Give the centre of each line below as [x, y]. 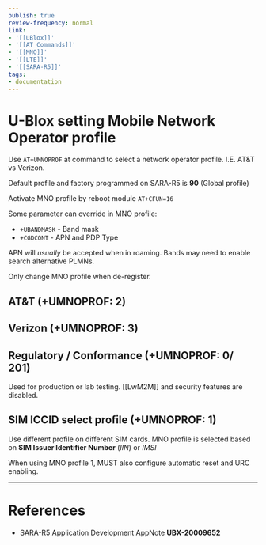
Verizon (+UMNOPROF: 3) [73, 329]
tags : [17, 74]
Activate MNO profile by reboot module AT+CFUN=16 [91, 199]
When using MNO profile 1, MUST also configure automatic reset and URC [129, 463]
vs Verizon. [27, 168]
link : [17, 30]
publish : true [32, 15]
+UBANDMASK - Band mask [59, 229]
